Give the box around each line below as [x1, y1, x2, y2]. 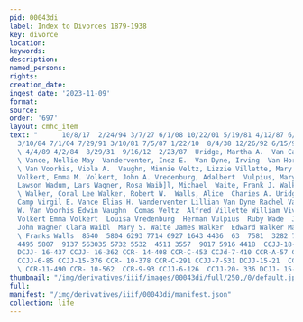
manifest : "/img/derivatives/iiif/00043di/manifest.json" [9, 290, 232, 299]
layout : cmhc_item [9, 123, 78, 132]
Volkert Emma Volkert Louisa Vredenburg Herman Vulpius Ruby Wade [17, 214, 284, 224]
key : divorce [9, 30, 59, 39]
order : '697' [9, 114, 59, 123]
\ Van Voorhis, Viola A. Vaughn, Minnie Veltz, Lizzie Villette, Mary [17, 164, 293, 173]
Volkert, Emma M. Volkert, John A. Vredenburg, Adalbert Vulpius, [17, 172, 277, 181]
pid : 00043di [9, 13, 59, 23]
